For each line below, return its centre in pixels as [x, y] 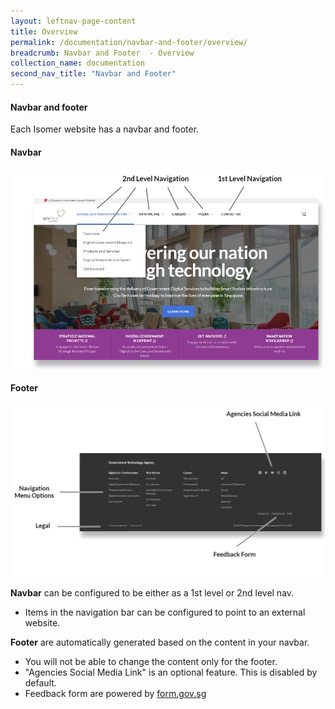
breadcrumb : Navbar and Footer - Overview [102, 53]
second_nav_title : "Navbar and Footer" [93, 74]
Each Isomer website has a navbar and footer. [105, 129]
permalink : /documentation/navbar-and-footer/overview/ [129, 42]
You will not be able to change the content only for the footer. [151, 661]
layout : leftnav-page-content [73, 21]
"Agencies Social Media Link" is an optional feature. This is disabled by [171, 672]
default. [40, 682]
